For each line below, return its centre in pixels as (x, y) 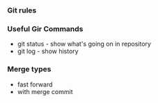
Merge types (29, 69)
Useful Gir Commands (45, 28)
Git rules (22, 10)
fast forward (35, 84)
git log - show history (48, 51)
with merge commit (45, 91)
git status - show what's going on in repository (84, 44)
